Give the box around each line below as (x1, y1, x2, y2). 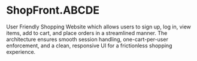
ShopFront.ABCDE (6, 4, 100, 17)
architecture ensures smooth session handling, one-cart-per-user (6, 36, 169, 43)
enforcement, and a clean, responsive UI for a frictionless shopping (6, 42, 172, 49)
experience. (6, 48, 36, 55)
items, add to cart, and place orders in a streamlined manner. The (6, 29, 168, 36)
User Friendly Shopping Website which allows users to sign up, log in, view (6, 23, 192, 30)
